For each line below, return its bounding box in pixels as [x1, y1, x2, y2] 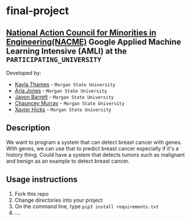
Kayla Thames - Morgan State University [14, 81, 116, 88]
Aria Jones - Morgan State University [14, 87, 107, 94]
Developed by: [6, 70, 41, 76]
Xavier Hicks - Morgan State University [14, 106, 112, 113]
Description [6, 123, 50, 133]
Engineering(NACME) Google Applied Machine [6, 37, 182, 47]
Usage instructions [6, 175, 78, 185]
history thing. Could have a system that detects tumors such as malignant [6, 151, 185, 158]
